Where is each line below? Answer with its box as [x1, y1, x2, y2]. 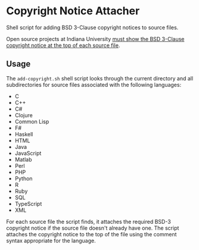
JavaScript [14, 149, 42, 157]
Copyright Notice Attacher [6, 4, 140, 18]
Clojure [14, 111, 33, 118]
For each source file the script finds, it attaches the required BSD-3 [6, 218, 171, 225]
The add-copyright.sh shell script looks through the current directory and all [6, 74, 194, 82]
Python [14, 174, 33, 182]
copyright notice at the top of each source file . [6, 42, 120, 49]
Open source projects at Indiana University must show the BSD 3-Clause [6, 35, 185, 42]
